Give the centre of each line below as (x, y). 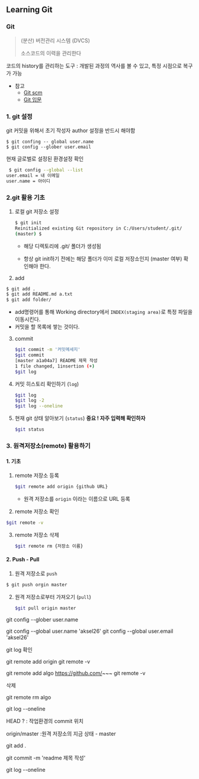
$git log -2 (29, 401)
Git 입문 (33, 99)
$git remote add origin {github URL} (61, 487)
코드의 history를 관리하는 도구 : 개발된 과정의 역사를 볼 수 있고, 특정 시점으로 (94, 65)
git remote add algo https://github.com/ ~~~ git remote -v (76, 673)
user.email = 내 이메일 (33, 175)
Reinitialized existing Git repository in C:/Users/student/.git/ (98, 228)
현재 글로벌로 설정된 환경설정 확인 (45, 158)
